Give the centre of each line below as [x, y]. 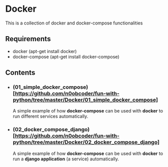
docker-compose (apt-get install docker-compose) [66, 57]
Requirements [28, 39]
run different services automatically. [50, 116]
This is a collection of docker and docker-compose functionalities [74, 23]
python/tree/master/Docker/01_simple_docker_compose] [85, 100]
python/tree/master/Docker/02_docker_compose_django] [86, 142]
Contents [20, 73]
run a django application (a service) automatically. [66, 159]
